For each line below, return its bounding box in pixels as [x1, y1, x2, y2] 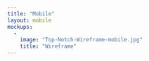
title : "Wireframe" [20, 43, 77, 50]
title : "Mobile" [7, 10, 55, 18]
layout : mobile [7, 17, 52, 24]
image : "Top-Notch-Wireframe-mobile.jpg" [20, 36, 143, 43]
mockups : [7, 23, 33, 30]
